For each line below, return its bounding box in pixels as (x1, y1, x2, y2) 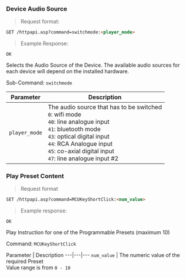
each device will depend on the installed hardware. (6, 68, 129, 75)
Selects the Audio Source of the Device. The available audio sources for (6, 62, 180, 69)
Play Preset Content (6, 172, 65, 180)
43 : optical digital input (48, 133, 110, 141)
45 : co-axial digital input (48, 147, 114, 156)
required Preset (6, 258, 44, 265)
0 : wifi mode (48, 110, 82, 119)
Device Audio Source (6, 5, 67, 13)
